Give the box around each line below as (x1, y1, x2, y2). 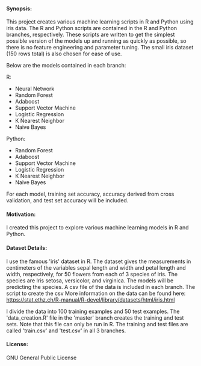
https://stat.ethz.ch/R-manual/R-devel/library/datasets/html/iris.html (6, 296, 175, 303)
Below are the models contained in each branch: (6, 62, 126, 69)
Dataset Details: (6, 244, 48, 251)
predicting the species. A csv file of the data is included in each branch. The (6, 283, 196, 290)
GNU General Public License (6, 354, 77, 361)
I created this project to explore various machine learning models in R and (6, 224, 189, 231)
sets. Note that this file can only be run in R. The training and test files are (6, 320, 188, 327)
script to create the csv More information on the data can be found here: (6, 290, 186, 297)
